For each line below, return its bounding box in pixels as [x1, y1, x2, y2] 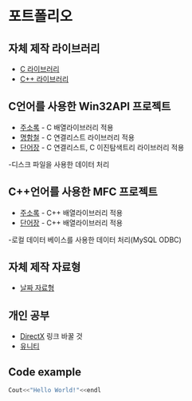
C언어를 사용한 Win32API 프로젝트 [8, 100, 171, 113]
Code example [8, 365, 82, 379]
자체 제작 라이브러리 [8, 42, 100, 55]
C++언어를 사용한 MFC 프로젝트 [8, 185, 158, 199]
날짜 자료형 [19, 283, 55, 292]
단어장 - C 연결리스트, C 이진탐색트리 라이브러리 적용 [19, 142, 185, 152]
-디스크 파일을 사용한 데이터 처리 [8, 159, 110, 169]
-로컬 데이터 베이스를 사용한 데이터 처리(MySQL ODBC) [8, 235, 182, 244]
